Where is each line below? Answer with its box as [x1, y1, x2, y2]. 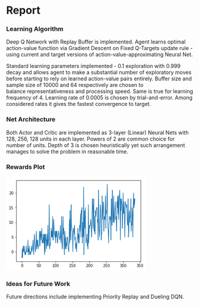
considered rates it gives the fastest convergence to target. [6, 101, 151, 108]
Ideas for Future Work [6, 280, 70, 288]
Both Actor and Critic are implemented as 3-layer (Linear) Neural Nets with [6, 129, 189, 136]
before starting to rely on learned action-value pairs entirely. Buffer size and [6, 75, 192, 82]
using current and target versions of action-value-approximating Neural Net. [6, 51, 193, 58]
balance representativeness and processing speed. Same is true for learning [6, 88, 194, 95]
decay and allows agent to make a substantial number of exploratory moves [6, 69, 192, 76]
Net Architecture [6, 115, 56, 124]
